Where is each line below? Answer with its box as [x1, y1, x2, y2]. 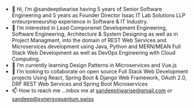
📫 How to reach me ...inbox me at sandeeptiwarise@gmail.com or [11, 87, 172, 94]
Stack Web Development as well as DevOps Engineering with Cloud [11, 49, 176, 56]
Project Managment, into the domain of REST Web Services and [11, 37, 166, 43]
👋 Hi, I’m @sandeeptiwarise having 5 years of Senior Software [11, 6, 162, 12]
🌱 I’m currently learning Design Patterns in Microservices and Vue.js [11, 62, 178, 69]
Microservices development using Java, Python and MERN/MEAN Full [11, 43, 181, 50]
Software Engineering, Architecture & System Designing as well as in [11, 31, 178, 38]
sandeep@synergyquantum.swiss [11, 96, 94, 102]
